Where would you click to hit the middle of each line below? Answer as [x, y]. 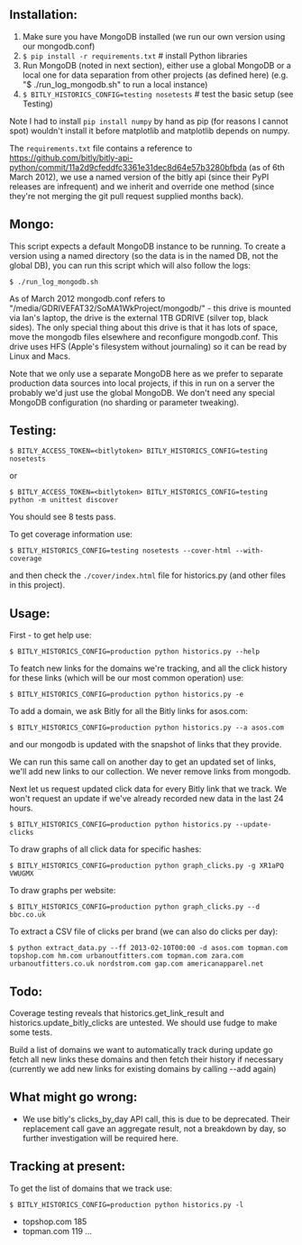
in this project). [37, 585]
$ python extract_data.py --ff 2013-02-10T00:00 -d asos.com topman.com [149, 948]
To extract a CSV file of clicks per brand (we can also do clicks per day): [144, 931]
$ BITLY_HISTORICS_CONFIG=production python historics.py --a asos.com [146, 728]
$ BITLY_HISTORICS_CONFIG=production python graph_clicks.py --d [134, 907]
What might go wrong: [73, 1098]
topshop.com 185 [55, 1222]
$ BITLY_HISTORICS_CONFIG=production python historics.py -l [127, 1204]
